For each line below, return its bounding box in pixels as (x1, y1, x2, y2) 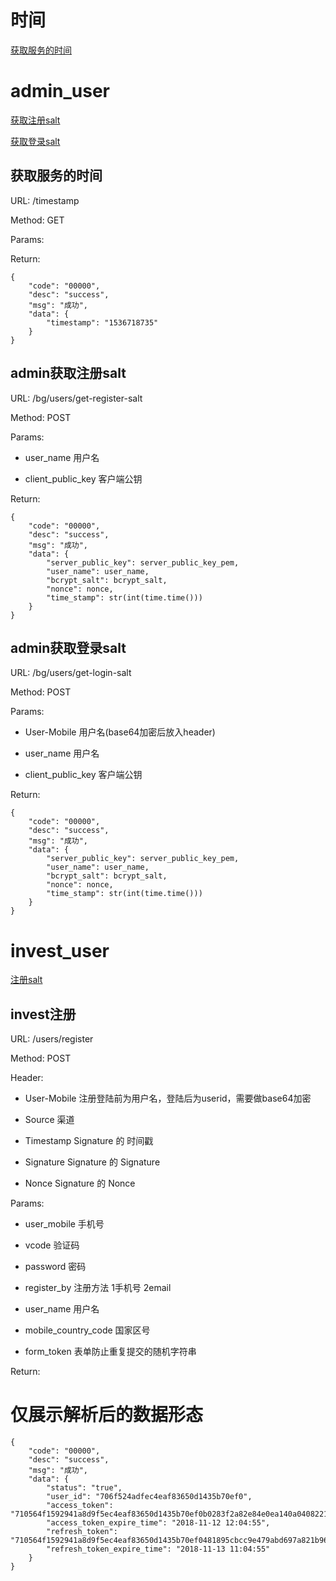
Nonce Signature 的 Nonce (24, 1177, 136, 1190)
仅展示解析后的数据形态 (10, 1404, 204, 1426)
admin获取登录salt (10, 639, 127, 656)
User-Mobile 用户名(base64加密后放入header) (24, 726, 216, 738)
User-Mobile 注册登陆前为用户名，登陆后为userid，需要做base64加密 (24, 1092, 312, 1105)
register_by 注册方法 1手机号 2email (24, 1282, 172, 1294)
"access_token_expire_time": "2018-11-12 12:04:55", (46, 1518, 271, 1528)
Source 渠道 (24, 1114, 75, 1126)
